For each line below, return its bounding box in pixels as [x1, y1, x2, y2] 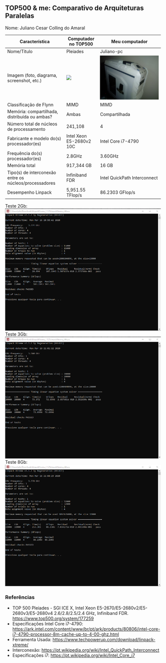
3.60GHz [100, 153, 119, 159]
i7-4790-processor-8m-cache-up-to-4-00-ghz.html [12, 631, 120, 637]
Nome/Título [7, 48, 33, 54]
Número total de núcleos [7, 121, 58, 127]
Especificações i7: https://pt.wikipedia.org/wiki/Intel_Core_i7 [12, 653, 135, 659]
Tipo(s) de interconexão [7, 169, 56, 175]
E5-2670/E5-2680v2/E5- [96, 605, 148, 611]
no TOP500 [69, 41, 93, 47]
